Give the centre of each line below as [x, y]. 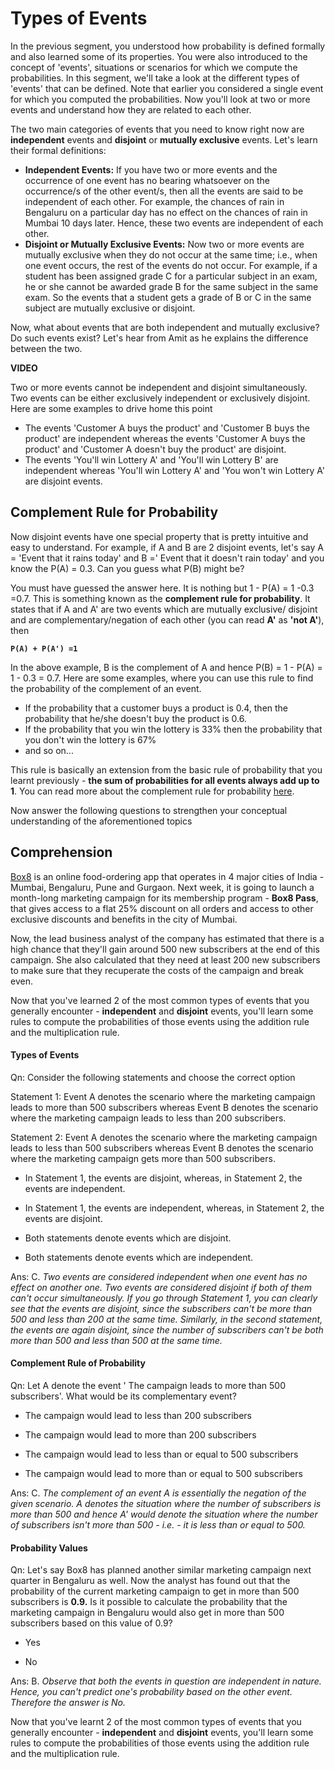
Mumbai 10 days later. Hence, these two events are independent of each [174, 223]
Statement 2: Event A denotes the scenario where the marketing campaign [164, 1137]
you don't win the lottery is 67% [90, 739]
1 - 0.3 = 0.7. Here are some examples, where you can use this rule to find [162, 678]
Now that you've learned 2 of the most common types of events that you [160, 1000]
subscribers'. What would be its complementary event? [123, 1396]
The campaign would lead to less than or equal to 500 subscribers [161, 1454]
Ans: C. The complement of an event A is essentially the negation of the [158, 1493]
